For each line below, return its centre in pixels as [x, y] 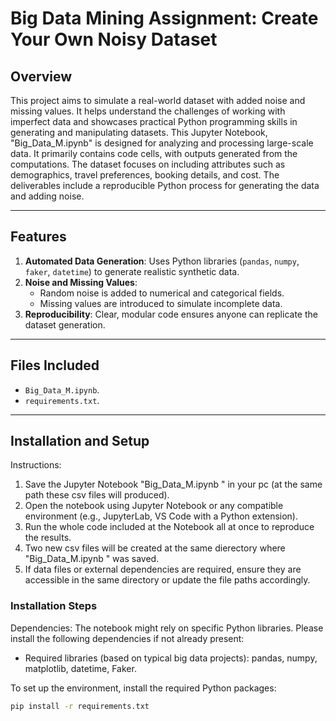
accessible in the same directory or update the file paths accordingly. [167, 580]
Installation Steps [54, 606]
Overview [41, 76]
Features [38, 237]
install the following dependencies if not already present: [127, 638]
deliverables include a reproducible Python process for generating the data [165, 185]
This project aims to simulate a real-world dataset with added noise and [158, 100]
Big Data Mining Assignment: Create [164, 18]
